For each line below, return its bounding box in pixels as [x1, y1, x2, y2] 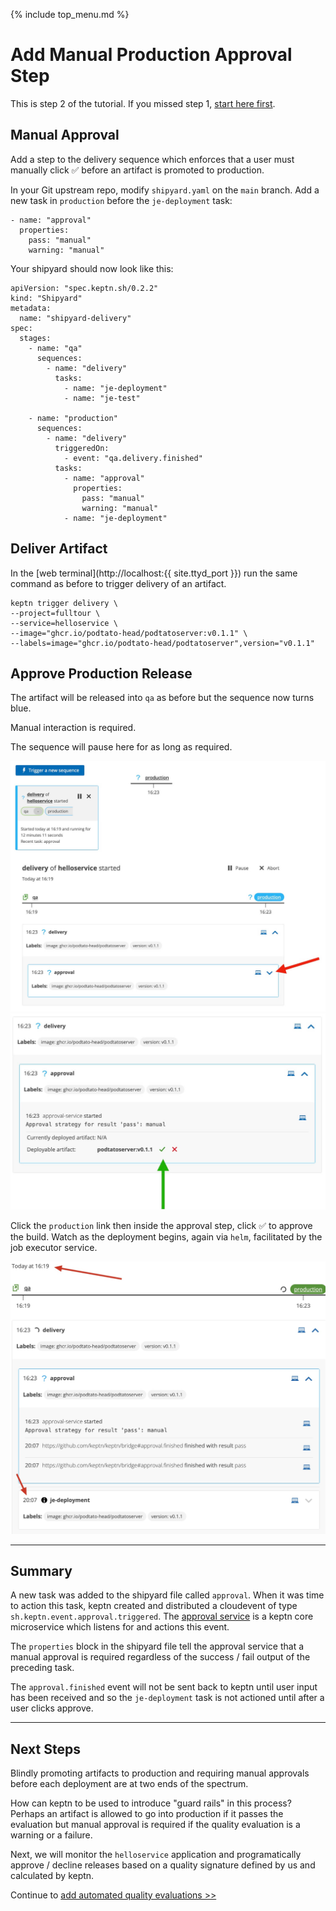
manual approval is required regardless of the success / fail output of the [10, 1651, 311, 1663]
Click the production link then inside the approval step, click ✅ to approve [10, 1220, 313, 1232]
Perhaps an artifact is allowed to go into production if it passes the [10, 1808, 284, 1820]
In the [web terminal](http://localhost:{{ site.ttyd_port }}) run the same [10, 567, 298, 579]
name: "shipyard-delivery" [19, 313, 132, 323]
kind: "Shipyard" [10, 293, 83, 303]
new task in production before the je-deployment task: [10, 194, 233, 206]
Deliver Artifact [10, 540, 108, 558]
